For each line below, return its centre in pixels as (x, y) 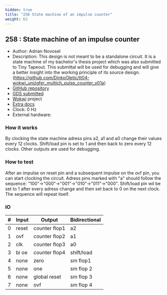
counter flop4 (49, 253)
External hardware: (32, 115)
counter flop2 (49, 236)
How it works (21, 128)
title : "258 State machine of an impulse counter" (59, 14)
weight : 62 (16, 19)
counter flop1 (49, 228)
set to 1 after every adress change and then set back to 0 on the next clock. (83, 189)
